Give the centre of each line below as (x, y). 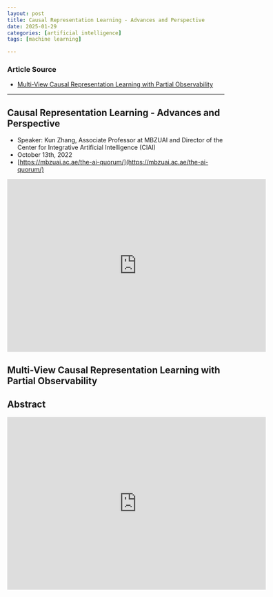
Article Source (32, 70)
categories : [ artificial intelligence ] (64, 33)
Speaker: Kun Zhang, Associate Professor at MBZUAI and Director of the (120, 140)
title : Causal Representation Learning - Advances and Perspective (106, 20)
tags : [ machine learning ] (44, 39)
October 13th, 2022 (44, 155)
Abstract (27, 405)
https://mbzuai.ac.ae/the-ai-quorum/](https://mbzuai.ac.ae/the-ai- (114, 162)
